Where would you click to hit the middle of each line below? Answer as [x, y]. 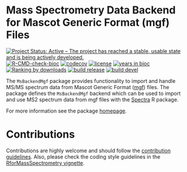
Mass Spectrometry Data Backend [91, 10]
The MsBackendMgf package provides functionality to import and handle [91, 81]
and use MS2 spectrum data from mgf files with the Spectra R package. [92, 99]
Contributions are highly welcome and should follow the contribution [89, 150]
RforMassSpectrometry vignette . [45, 163]
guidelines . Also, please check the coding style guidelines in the [83, 157]
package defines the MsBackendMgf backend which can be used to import [93, 93]
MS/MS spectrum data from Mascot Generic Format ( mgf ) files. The [88, 87]
